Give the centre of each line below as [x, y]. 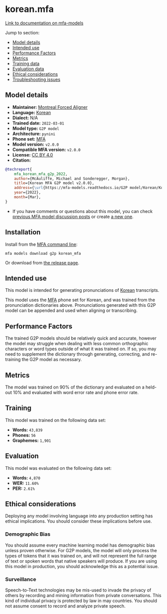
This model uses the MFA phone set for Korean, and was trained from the [80, 300]
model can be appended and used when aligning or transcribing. [71, 311]
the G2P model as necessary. [52, 360]
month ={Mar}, [28, 197]
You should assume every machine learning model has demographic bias [80, 545]
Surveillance [21, 579]
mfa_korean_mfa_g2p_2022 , [41, 174]
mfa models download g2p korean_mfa [43, 253]
